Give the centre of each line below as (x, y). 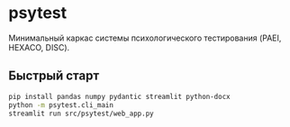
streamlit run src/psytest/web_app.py (81, 113)
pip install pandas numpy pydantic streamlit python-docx (119, 96)
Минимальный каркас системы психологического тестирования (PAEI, (145, 38)
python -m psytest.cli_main (61, 105)
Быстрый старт (54, 76)
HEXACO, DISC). (39, 47)
